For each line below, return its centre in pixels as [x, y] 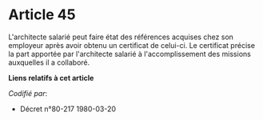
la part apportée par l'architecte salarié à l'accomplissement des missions [130, 54]
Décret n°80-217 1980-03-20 [68, 109]
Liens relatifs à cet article [51, 78]
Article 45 [42, 15]
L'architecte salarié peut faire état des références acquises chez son [121, 37]
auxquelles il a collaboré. [49, 62]
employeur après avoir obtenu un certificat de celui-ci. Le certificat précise [132, 45]
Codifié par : [28, 93]
